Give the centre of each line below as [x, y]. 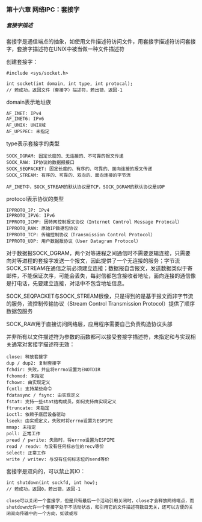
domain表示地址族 [29, 102]
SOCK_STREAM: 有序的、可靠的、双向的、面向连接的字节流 [69, 175]
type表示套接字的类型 [33, 143]
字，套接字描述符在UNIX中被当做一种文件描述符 [66, 49]
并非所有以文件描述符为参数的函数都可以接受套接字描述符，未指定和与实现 [98, 336]
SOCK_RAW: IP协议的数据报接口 [41, 162]
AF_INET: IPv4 [24, 113]
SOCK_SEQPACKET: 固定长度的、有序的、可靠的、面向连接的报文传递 [79, 169]
